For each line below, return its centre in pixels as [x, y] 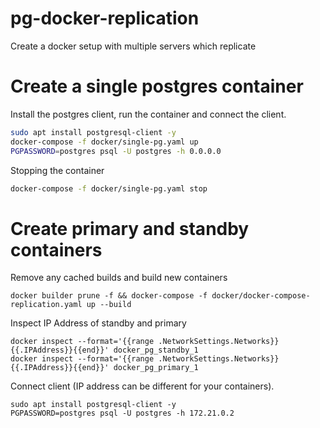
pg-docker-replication [105, 18]
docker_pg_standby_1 [156, 350]
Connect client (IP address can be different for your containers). [142, 386]
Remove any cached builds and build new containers [119, 278]
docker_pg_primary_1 [156, 368]
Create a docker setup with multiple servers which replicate [133, 46]
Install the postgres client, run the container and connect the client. [148, 114]
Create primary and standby [130, 228]
